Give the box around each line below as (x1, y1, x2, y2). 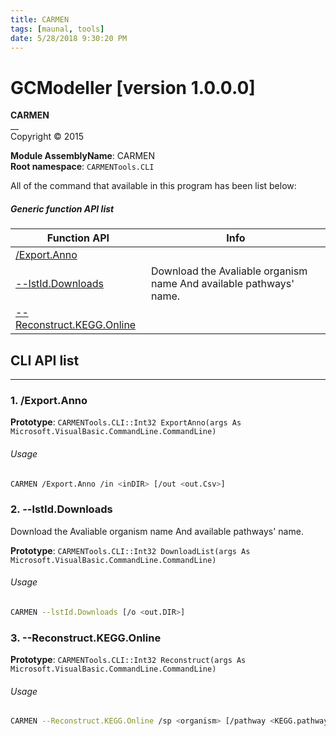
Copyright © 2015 (10, 131, 85, 143)
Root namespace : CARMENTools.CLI (10, 161, 155, 173)
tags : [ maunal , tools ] (10, 24, 105, 34)
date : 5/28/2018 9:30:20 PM (10, 33, 128, 43)
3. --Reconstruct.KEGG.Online (10, 631, 162, 645)
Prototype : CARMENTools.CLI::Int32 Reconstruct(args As (10, 654, 247, 666)
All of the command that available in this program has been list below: (10, 180, 297, 192)
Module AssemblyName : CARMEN (10, 150, 156, 162)
